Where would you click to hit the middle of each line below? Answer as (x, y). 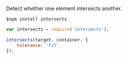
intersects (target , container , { (47, 40)
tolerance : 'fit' (38, 45)
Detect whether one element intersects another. (64, 8)
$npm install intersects (37, 19)
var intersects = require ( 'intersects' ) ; (58, 29)
